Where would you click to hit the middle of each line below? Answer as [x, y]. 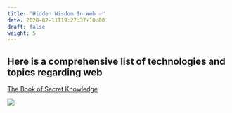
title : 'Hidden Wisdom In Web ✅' [57, 14]
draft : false [26, 27]
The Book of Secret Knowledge [53, 89]
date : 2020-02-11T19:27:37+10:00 [56, 20]
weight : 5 [22, 33]
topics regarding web [55, 72]
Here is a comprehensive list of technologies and [116, 61]
